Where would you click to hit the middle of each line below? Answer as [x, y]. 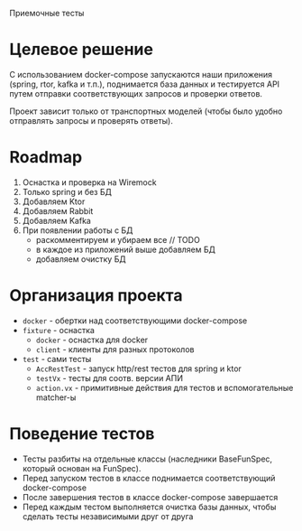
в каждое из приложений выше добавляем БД [126, 249]
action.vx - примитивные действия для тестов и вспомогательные [165, 387]
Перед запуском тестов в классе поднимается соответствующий [149, 478]
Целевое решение [81, 50]
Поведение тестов [82, 433]
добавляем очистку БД [81, 259]
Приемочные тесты [47, 13]
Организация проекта [96, 296]
